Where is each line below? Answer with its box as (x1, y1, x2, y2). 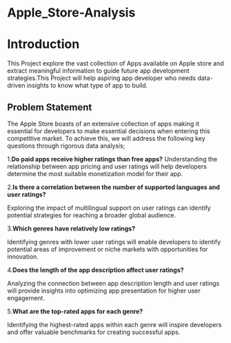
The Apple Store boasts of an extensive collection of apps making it (7, 119, 200, 128)
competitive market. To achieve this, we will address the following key (7, 134, 205, 142)
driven (7, 81, 26, 90)
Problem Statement (7, 101, 92, 113)
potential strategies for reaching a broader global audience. (7, 210, 176, 219)
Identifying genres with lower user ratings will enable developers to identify (7, 237, 221, 246)
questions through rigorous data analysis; (7, 141, 125, 150)
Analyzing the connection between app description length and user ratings (7, 279, 220, 287)
